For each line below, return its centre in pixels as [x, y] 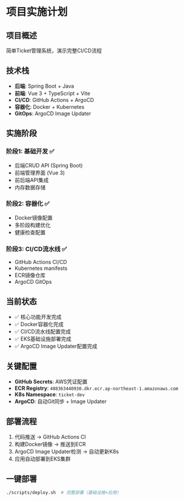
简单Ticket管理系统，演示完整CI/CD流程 [54, 51]
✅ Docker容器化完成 [39, 324]
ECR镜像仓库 [30, 275]
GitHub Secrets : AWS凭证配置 [51, 382]
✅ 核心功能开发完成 [38, 317]
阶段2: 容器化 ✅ [28, 204]
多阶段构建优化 [32, 225]
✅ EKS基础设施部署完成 [43, 339]
